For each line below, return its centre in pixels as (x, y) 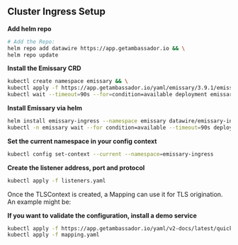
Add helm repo (29, 28)
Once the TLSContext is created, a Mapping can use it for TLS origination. (115, 194)
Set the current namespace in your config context (82, 141)
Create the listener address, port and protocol (76, 167)
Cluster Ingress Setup (57, 12)
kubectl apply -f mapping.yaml (53, 235)
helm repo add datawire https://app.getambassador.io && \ (96, 48)
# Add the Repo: (31, 42)
